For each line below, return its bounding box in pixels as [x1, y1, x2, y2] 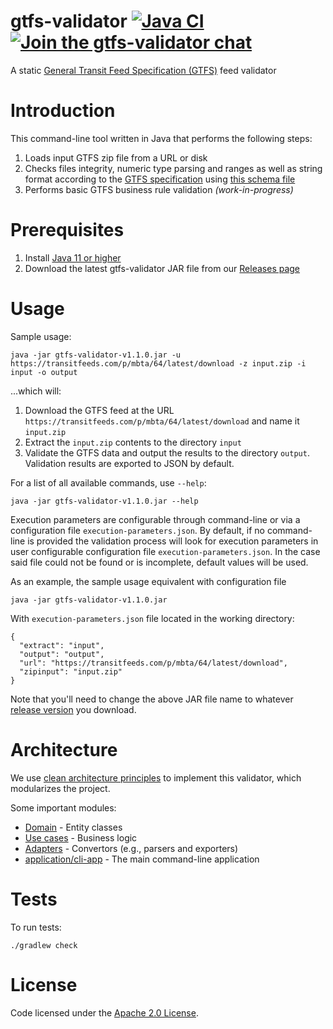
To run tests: [10, 921, 62, 933]
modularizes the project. [10, 782, 111, 794]
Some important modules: [10, 801, 117, 814]
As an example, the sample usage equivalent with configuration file [10, 575, 287, 587]
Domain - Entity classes [24, 821, 123, 833]
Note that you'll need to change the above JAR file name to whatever [10, 693, 294, 705]
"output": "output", [19, 649, 105, 659]
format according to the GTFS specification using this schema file [24, 173, 296, 185]
